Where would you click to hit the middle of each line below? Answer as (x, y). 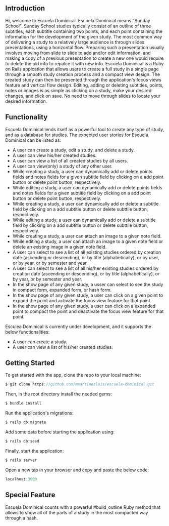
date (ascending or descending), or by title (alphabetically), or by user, (86, 257)
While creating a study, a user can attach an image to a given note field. (87, 236)
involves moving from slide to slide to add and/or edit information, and (78, 53)
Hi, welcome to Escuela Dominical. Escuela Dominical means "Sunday (78, 20)
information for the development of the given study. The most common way (84, 36)
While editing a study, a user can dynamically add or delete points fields (87, 187)
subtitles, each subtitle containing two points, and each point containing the (84, 31)
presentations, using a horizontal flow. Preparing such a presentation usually (85, 47)
